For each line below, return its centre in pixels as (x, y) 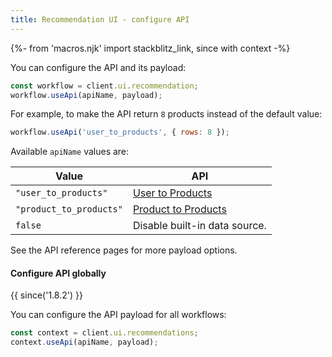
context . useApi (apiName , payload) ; (84, 342)
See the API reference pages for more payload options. (124, 250)
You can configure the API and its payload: (98, 67)
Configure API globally (58, 273)
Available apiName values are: (70, 152)
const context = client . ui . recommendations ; (104, 333)
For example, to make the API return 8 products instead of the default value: (166, 114)
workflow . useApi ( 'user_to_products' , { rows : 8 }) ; (120, 132)
